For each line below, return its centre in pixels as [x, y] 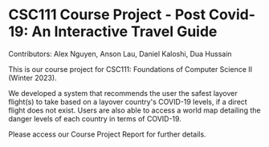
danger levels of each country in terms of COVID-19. [95, 118]
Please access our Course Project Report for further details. [107, 134]
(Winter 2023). [33, 77]
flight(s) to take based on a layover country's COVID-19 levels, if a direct [128, 101]
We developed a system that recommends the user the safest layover [123, 93]
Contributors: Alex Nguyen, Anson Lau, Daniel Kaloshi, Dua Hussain [120, 54]
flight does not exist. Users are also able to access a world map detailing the [134, 110]
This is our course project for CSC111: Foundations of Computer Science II [130, 69]
